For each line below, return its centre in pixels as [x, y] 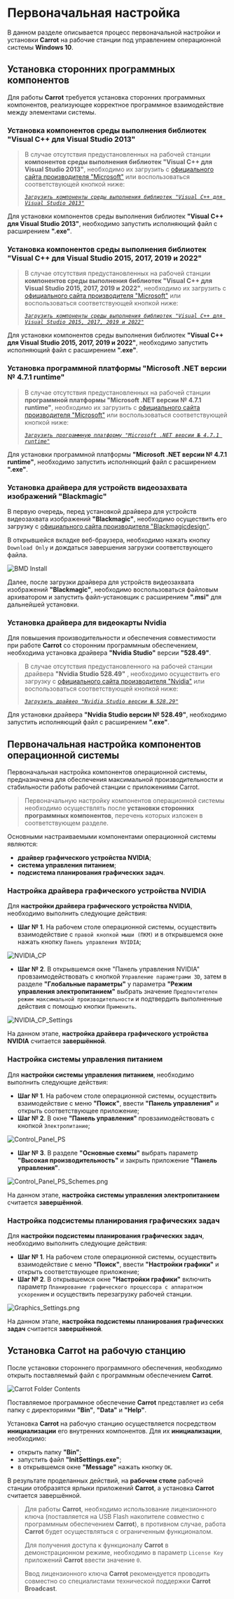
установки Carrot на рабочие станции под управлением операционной [114, 39]
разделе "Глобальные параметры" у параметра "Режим [105, 984]
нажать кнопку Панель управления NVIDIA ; [79, 942]
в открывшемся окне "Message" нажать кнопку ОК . [95, 1467]
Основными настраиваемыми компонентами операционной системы [112, 837]
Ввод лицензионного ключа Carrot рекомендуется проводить [117, 1573]
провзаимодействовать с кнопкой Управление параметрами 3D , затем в [122, 976]
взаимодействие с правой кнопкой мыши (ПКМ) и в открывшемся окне [120, 934]
